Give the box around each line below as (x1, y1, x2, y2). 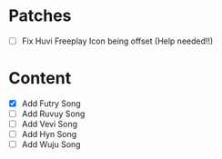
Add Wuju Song (21, 139, 81, 150)
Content (8, 68, 72, 89)
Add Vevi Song (21, 119, 78, 130)
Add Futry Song (21, 97, 81, 109)
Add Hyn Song (21, 129, 77, 140)
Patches (8, 5, 72, 26)
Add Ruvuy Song (21, 108, 86, 119)
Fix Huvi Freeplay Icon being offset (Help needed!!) (21, 35, 214, 46)
